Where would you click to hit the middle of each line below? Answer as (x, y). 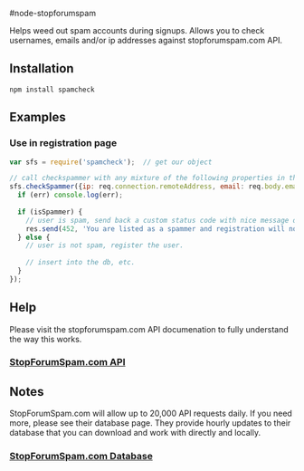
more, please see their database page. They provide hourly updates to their (150, 423)
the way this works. (46, 339)
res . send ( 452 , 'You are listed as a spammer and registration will (155, 229)
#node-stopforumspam (53, 13)
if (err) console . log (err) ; (71, 195)
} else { (34, 237)
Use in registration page (63, 143)
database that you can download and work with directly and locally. (135, 433)
